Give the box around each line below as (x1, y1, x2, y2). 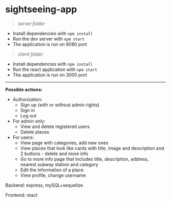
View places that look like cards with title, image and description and (20, 145, 164, 151)
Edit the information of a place (20, 167, 84, 173)
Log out (20, 112, 37, 118)
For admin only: (12, 118, 46, 124)
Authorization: (12, 96, 43, 103)
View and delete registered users (20, 123, 90, 130)
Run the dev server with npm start (12, 36, 85, 42)
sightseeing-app (5, 4, 77, 15)
